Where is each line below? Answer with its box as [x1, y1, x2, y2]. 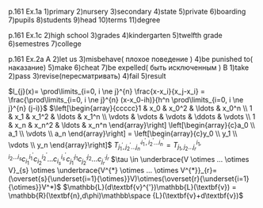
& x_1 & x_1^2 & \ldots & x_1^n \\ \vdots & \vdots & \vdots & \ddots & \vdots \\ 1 [8, 112, 256, 121]
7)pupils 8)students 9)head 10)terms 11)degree [8, 15, 161, 25]
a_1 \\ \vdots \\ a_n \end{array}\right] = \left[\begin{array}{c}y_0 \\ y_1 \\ [8, 129, 238, 138]
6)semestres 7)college [8, 39, 82, 48]
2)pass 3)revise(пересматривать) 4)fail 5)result [8, 71, 166, 80]
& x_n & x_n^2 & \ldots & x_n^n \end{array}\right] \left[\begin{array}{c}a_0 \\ [8, 121, 256, 129]
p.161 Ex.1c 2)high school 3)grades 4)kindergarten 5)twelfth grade [8, 31, 223, 40]
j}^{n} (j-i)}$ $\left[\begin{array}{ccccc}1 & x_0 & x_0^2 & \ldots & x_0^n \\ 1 [8, 103, 253, 113]
